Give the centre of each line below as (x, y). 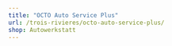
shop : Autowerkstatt (42, 30)
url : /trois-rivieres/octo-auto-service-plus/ (86, 23)
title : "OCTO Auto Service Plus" (63, 15)
